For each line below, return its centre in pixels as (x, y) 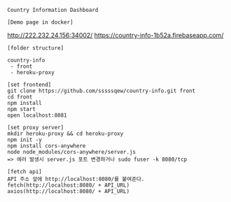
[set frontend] (29, 85)
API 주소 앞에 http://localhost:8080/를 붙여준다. (76, 179)
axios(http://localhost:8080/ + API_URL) (69, 192)
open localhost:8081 (37, 115)
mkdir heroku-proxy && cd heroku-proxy (65, 134)
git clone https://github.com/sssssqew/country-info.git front (101, 91)
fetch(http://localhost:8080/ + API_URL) (69, 185)
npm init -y (24, 140)
